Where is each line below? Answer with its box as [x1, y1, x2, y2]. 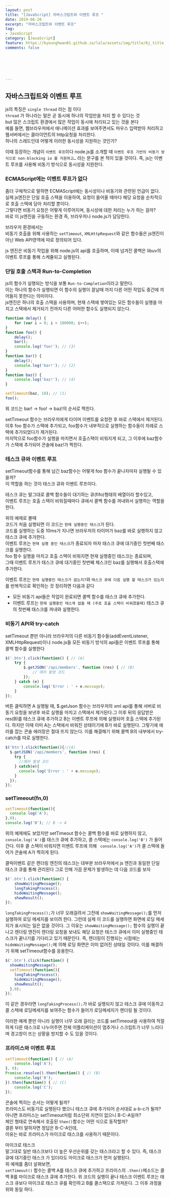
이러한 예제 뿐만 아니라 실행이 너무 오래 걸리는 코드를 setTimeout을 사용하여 [5, 1018, 155, 1024]
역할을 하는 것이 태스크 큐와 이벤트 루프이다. [10, 481, 97, 487]
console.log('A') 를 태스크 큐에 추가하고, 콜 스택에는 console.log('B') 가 [5, 837, 153, 843]
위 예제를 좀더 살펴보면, [5, 1160, 52, 1167]
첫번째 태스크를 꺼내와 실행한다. [18, 606, 80, 612]
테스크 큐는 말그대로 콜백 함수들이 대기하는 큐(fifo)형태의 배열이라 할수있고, [5, 492, 153, 498]
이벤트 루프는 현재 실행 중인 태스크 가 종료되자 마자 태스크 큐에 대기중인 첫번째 [5, 540, 155, 546]
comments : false [5, 45, 39, 50]
